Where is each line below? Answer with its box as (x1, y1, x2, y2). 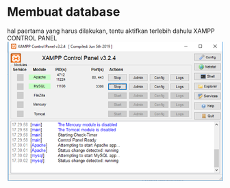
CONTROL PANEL (7, 33, 57, 42)
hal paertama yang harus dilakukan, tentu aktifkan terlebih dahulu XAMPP (7, 27, 215, 35)
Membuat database (7, 4, 120, 20)
